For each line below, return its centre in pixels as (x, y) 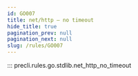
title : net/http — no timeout (51, 20)
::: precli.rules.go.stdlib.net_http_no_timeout (69, 65)
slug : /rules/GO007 (35, 46)
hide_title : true (32, 26)
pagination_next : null (40, 39)
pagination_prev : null (40, 33)
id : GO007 (21, 13)
